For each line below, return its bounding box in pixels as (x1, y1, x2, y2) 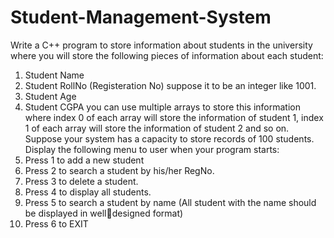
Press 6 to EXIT (24, 217, 89, 230)
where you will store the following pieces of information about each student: (10, 49, 324, 61)
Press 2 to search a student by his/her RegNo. (24, 164, 215, 176)
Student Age (24, 90, 77, 102)
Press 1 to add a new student (24, 154, 145, 166)
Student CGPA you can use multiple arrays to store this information (24, 101, 301, 113)
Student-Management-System (10, 6, 272, 29)
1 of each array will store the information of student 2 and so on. (24, 122, 290, 134)
